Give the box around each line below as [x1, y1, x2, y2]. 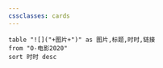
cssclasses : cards [8, 11, 70, 20]
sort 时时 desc [8, 53, 57, 61]
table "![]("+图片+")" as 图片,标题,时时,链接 [8, 36, 156, 44]
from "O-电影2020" [8, 44, 68, 53]
